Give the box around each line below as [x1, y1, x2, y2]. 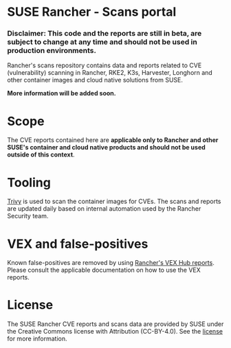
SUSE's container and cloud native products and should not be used [7, 143, 206, 152]
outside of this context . [7, 150, 75, 159]
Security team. [7, 212, 49, 220]
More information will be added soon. [7, 89, 116, 97]
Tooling [7, 174, 52, 190]
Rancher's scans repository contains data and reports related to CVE [7, 61, 202, 69]
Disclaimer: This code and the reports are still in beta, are [7, 29, 202, 38]
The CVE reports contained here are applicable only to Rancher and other [7, 136, 219, 144]
